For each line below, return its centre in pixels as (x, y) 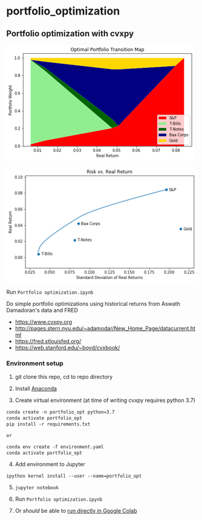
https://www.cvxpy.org (44, 322)
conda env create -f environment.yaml (55, 447)
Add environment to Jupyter (50, 464)
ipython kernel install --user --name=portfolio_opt (74, 476)
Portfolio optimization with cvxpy (70, 34)
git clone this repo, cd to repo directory (64, 377)
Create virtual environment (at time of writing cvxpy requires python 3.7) (105, 400)
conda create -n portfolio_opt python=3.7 (60, 412)
